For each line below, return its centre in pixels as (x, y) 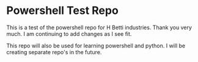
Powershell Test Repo (63, 11)
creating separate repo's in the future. (54, 52)
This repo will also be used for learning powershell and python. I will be (96, 46)
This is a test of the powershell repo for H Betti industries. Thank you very (99, 27)
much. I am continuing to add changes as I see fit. (69, 33)
